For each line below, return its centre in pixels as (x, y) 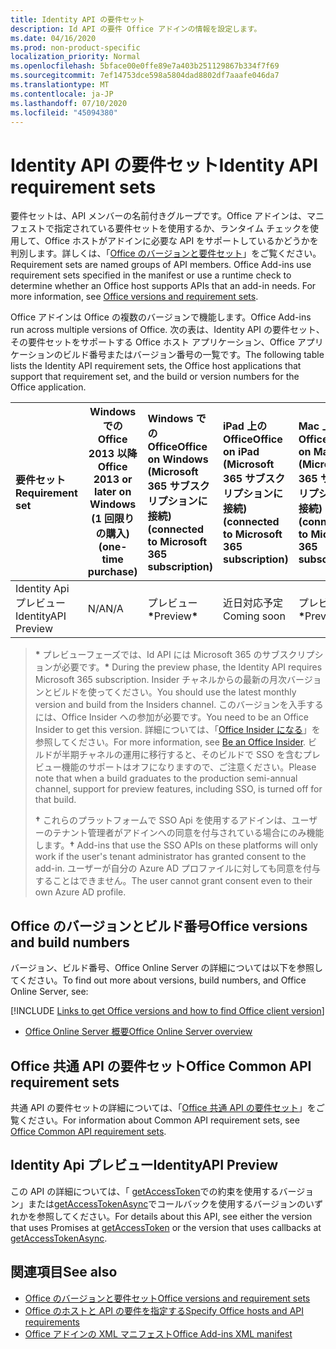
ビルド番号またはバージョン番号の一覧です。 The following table (193, 355)
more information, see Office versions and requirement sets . (134, 297)
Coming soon (254, 616)
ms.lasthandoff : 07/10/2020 (69, 103)
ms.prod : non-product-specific (75, 47)
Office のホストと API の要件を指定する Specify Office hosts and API (164, 1310)
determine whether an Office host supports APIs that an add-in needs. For (163, 286)
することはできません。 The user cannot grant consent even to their (173, 881)
